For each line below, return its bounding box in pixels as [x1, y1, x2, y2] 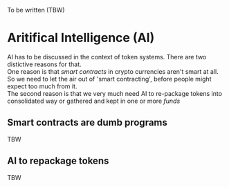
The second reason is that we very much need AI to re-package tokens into [7, 89, 223, 97]
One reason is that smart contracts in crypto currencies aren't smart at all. [7, 67, 219, 75]
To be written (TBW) [7, 6, 65, 14]
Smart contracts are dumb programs [7, 117, 168, 128]
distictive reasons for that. [7, 60, 82, 68]
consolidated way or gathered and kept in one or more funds [7, 97, 181, 105]
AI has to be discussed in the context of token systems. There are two [7, 52, 207, 61]
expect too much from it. [7, 82, 77, 90]
